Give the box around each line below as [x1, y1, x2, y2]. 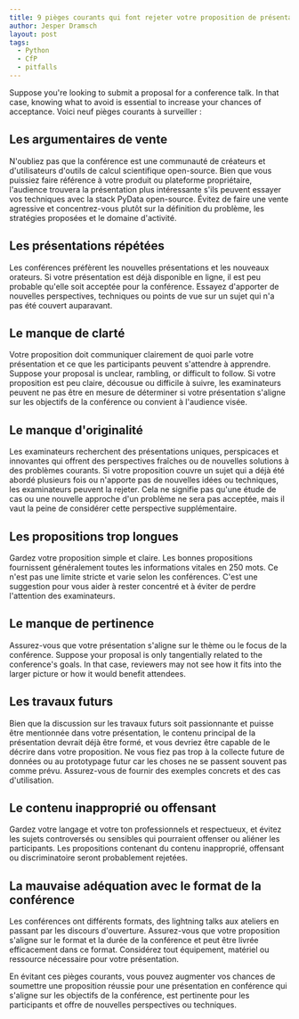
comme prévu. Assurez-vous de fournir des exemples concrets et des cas [9, 765, 281, 776]
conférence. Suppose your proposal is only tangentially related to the [9, 649, 263, 660]
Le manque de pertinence [9, 616, 154, 631]
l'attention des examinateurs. [9, 590, 116, 601]
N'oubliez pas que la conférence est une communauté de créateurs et [9, 155, 266, 166]
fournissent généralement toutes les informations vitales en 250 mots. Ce [9, 562, 279, 572]
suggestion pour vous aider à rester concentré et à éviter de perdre [9, 580, 256, 591]
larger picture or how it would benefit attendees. [9, 668, 187, 678]
